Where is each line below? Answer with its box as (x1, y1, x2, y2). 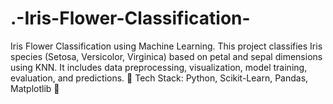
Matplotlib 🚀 (10, 82, 60, 94)
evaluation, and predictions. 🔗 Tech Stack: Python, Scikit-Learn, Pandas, (10, 72, 309, 84)
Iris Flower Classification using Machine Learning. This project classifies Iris (10, 40, 323, 52)
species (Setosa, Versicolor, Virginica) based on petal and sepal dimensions (10, 50, 323, 62)
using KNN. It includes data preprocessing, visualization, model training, (10, 61, 308, 73)
